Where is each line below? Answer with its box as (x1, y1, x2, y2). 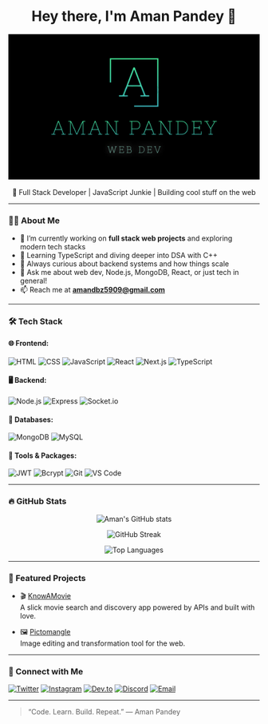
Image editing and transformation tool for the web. (19, 638, 186, 648)
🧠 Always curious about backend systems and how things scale (19, 259, 230, 269)
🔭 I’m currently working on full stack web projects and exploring (19, 233, 233, 243)
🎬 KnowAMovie (19, 591, 72, 601)
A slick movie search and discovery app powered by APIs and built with (19, 603, 255, 612)
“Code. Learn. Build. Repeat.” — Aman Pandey (27, 707, 181, 717)
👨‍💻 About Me (8, 215, 60, 226)
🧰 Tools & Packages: (8, 451, 77, 460)
